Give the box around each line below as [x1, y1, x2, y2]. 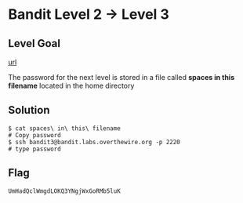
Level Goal [8, 37, 61, 50]
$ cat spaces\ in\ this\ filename [8, 124, 121, 132]
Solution [8, 103, 50, 117]
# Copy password [8, 131, 61, 139]
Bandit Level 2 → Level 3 [8, 5, 170, 24]
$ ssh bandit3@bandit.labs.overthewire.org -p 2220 [8, 138, 180, 146]
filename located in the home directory [8, 81, 135, 90]
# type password [8, 145, 61, 153]
